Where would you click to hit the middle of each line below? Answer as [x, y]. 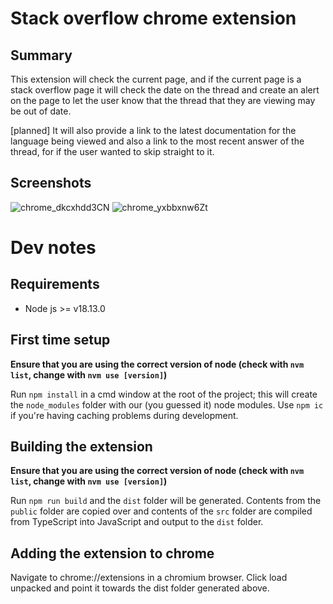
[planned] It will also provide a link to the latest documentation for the [153, 130]
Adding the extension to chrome [112, 553]
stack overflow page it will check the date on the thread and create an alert [165, 90]
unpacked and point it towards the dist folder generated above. [140, 588]
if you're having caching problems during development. [124, 415]
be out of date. [41, 111]
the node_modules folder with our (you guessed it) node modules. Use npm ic [167, 404]
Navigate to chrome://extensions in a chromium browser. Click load [149, 578]
